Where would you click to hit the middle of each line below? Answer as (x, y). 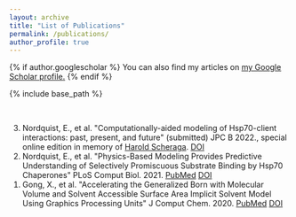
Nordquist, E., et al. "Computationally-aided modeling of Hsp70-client (149, 128)
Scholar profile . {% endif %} (61, 77)
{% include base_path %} (56, 94)
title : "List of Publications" (67, 26)
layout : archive (39, 17)
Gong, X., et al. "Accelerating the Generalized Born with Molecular (143, 185)
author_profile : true (49, 42)
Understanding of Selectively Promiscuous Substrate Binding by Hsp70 (152, 166)
